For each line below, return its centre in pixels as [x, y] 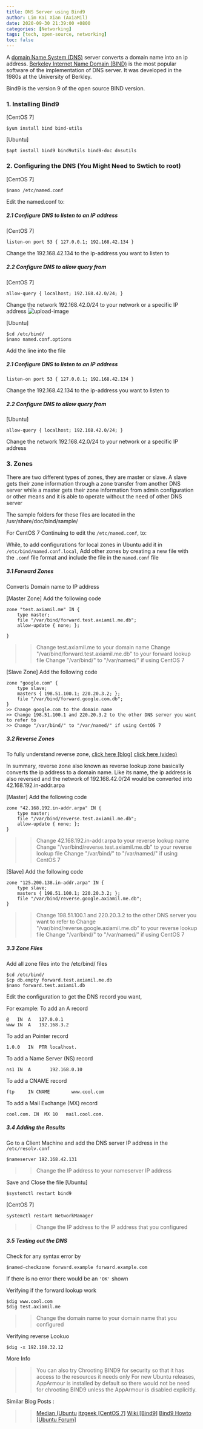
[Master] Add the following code [47, 797]
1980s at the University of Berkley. [49, 77]
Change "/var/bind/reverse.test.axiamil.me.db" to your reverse [114, 847]
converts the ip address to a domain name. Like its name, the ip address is [99, 772]
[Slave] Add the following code [45, 871]
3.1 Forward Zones [30, 571]
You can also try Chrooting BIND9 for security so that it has [110, 1370]
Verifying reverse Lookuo [38, 1336]
